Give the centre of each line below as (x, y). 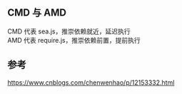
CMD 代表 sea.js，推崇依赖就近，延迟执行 (69, 31)
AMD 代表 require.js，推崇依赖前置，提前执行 (74, 40)
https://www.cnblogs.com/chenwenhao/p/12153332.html (91, 82)
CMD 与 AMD (37, 13)
